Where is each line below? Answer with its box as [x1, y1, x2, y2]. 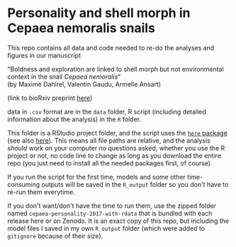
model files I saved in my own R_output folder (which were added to [7, 224, 206, 232]
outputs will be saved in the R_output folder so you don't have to [41, 180, 229, 189]
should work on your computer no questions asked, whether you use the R [7, 143, 225, 152]
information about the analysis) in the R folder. [7, 115, 142, 123]
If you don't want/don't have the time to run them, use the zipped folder [7, 201, 217, 210]
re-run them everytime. [7, 187, 76, 196]
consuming [7, 180, 40, 189]
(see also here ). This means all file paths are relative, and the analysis [7, 136, 210, 145]
